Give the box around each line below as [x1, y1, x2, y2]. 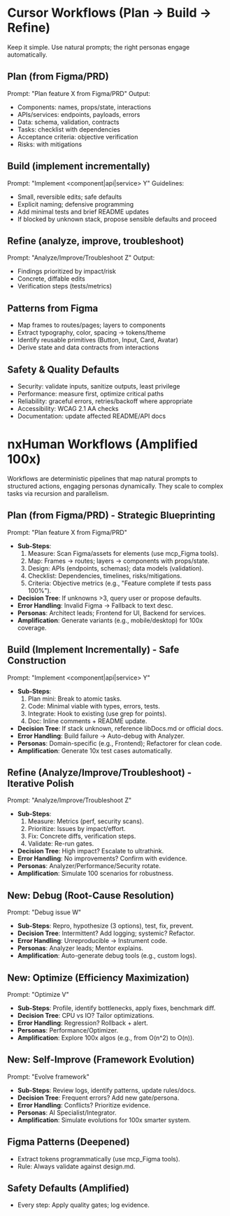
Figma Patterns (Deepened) [7, 1136, 131, 1148]
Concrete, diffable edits [17, 274, 85, 283]
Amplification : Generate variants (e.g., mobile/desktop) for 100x [17, 616, 203, 624]
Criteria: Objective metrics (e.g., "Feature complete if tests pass [27, 579, 212, 587]
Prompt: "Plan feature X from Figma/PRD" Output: [7, 89, 150, 97]
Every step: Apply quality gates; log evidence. [17, 1201, 150, 1209]
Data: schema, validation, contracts [17, 118, 120, 126]
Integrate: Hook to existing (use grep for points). [27, 709, 167, 718]
